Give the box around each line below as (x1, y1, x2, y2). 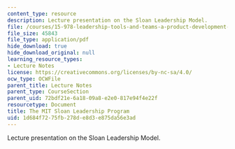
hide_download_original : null (7, 50, 96, 57)
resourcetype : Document (7, 101, 77, 108)
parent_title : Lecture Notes (7, 82, 92, 89)
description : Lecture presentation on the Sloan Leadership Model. (7, 17, 208, 24)
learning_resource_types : (7, 56, 83, 63)
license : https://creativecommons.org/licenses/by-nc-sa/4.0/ (7, 69, 192, 76)
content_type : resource (7, 10, 77, 17)
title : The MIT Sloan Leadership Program (7, 108, 130, 115)
